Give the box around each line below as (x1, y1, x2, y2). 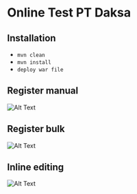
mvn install (16, 59, 51, 66)
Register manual (7, 85, 79, 97)
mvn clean (16, 52, 46, 58)
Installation (7, 32, 56, 44)
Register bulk (7, 123, 65, 135)
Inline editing (7, 162, 64, 173)
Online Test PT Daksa (7, 5, 132, 21)
